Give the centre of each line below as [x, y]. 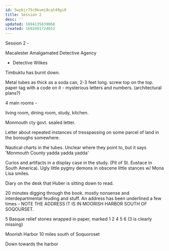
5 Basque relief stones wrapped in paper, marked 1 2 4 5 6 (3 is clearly [79, 219]
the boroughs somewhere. [33, 138]
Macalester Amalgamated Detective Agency [51, 53]
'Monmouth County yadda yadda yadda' [47, 153]
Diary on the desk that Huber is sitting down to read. [60, 183]
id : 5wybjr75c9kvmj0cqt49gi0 [36, 10]
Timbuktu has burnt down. [33, 73]
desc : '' [14, 19]
